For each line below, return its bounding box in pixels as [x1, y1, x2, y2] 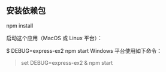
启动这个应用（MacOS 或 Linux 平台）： [6, 34, 103, 41]
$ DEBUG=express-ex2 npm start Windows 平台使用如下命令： [6, 47, 162, 54]
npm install [6, 22, 34, 29]
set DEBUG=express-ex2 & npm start [20, 59, 113, 66]
